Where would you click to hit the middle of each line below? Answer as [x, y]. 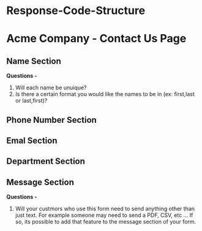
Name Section [34, 61]
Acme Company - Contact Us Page [96, 39]
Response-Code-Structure [76, 11]
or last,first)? [31, 101]
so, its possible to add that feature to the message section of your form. [106, 222]
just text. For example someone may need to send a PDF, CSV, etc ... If [104, 215]
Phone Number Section [51, 120]
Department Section [46, 162]
